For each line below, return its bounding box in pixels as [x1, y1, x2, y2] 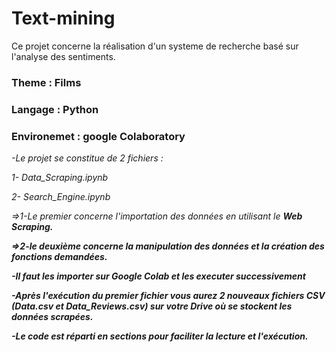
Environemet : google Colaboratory [11, 129, 186, 143]
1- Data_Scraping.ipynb [11, 172, 109, 184]
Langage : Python [11, 102, 99, 116]
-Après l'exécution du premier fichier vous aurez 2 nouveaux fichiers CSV [11, 290, 326, 302]
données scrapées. [11, 311, 94, 323]
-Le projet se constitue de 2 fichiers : [11, 152, 164, 164]
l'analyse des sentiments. [11, 50, 116, 62]
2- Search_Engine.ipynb [11, 191, 111, 203]
